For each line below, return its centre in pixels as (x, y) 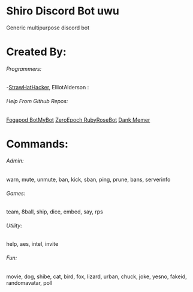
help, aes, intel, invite (32, 244)
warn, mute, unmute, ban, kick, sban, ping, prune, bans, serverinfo (88, 179)
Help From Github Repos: (37, 101)
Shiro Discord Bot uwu (63, 11)
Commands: (37, 144)
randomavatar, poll (29, 282)
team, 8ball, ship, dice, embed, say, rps (55, 212)
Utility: (14, 225)
